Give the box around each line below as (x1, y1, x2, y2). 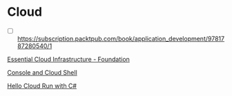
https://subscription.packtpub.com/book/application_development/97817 (17, 35, 225, 43)
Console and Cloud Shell (7, 69, 77, 76)
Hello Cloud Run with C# (7, 82, 77, 90)
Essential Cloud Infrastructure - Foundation (7, 56, 130, 63)
